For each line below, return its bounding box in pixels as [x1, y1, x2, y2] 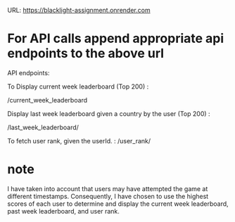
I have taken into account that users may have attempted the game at [7, 184, 208, 192]
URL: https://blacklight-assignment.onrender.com [7, 6, 151, 14]
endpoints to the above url [7, 46, 164, 62]
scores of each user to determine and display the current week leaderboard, [7, 200, 229, 208]
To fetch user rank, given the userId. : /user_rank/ [7, 136, 151, 145]
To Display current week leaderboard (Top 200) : [7, 82, 149, 91]
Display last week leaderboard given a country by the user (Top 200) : [7, 109, 210, 118]
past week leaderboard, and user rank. [7, 207, 120, 215]
